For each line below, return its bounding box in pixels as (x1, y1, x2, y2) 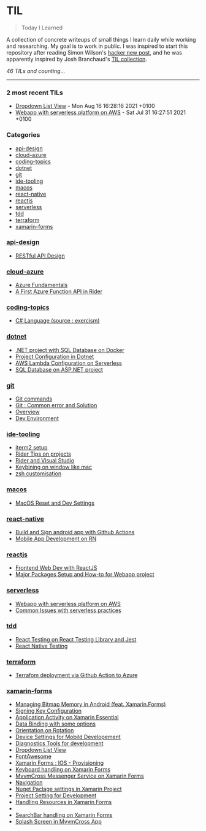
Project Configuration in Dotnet (15, 353, 94, 360)
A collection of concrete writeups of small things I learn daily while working (6, 36, 196, 43)
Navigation (15, 779, 43, 786)
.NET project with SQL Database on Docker (15, 346, 124, 353)
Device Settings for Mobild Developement (15, 733, 121, 741)
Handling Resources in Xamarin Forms (15, 798, 112, 806)
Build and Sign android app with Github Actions (15, 528, 135, 535)
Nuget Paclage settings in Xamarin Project (15, 786, 122, 793)
